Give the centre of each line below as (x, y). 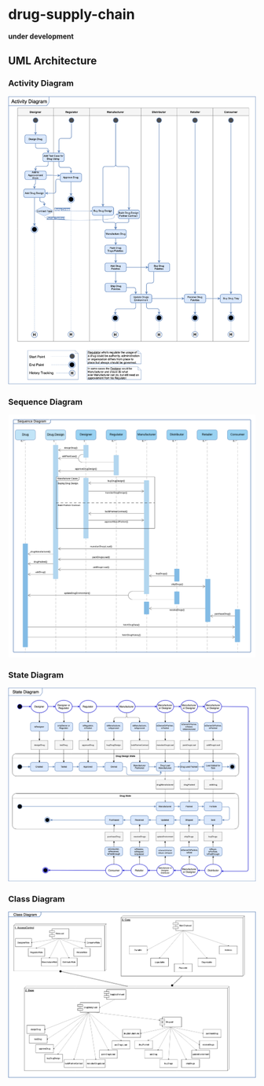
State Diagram (36, 675)
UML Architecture (53, 61)
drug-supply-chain (71, 15)
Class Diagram (37, 899)
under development (41, 36)
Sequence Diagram (46, 402)
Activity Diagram (41, 83)
